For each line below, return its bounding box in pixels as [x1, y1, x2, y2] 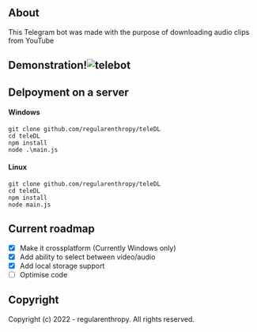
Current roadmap [8, 222, 95, 236]
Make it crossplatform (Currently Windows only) [19, 243, 176, 252]
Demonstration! [8, 58, 88, 72]
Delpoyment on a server [8, 85, 129, 99]
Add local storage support [19, 261, 105, 270]
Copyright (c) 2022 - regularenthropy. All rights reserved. [8, 314, 195, 323]
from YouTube [8, 36, 55, 45]
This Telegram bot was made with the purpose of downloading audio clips [8, 27, 250, 36]
